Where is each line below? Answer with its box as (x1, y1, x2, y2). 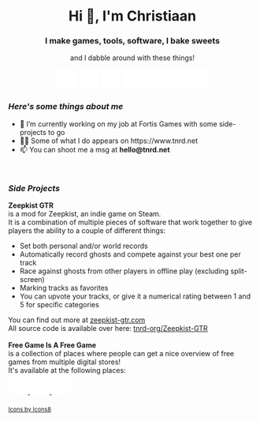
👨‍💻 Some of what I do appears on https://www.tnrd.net (19, 136, 199, 145)
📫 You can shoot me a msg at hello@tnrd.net (19, 145, 171, 154)
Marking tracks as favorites (19, 284, 109, 293)
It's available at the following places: (8, 366, 126, 375)
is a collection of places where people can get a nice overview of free (8, 349, 235, 359)
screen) (19, 275, 45, 284)
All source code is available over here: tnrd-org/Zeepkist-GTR (8, 324, 209, 333)
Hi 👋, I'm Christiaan (68, 7, 197, 25)
